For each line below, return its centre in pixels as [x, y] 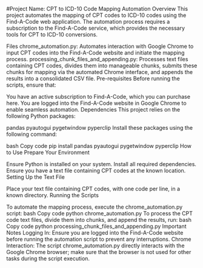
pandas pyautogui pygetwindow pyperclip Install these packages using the [99, 128]
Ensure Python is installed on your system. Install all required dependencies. [101, 164]
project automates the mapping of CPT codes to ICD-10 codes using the [96, 15]
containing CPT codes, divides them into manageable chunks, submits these [102, 65]
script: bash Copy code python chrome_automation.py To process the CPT [99, 213]
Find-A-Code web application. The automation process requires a [88, 22]
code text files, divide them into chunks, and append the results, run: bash [99, 220]
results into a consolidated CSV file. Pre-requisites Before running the [93, 79]
